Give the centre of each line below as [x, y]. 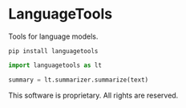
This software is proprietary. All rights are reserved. [93, 95]
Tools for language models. [53, 36]
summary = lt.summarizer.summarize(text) [79, 80]
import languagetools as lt [55, 65]
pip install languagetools [53, 51]
